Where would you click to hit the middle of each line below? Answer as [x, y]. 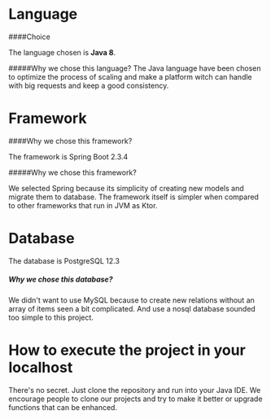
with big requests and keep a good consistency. [89, 85]
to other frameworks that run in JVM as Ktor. [83, 205]
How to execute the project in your [127, 350]
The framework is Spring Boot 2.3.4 [68, 156]
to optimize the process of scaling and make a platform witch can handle [130, 76]
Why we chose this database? [61, 279]
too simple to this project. [51, 317]
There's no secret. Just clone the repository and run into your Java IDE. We [135, 390]
